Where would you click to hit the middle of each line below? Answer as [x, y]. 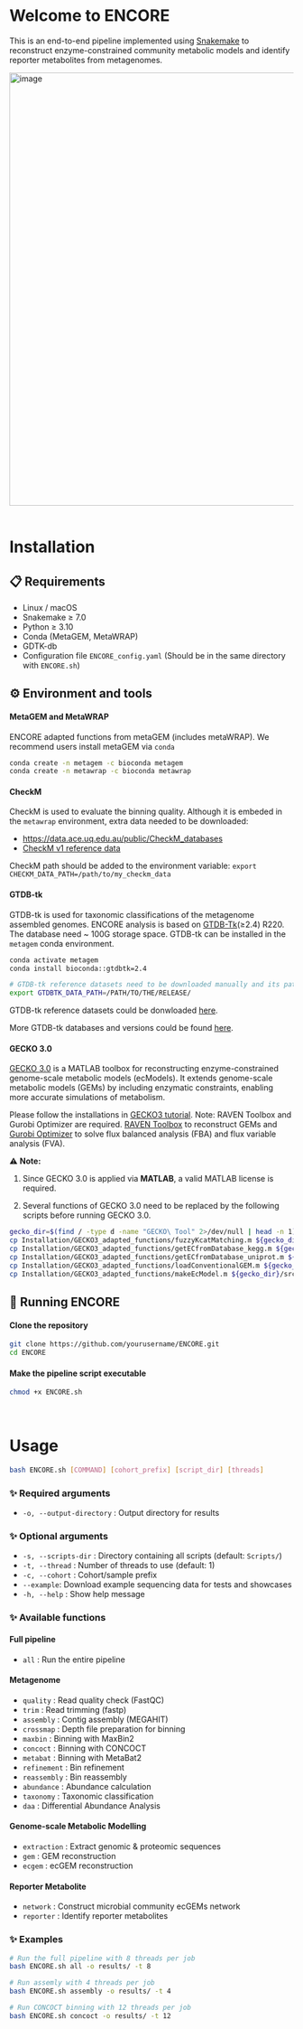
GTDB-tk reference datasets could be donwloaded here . [114, 1010]
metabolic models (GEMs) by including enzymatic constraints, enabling [141, 1088]
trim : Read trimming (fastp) [74, 1709]
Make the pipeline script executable [78, 1373]
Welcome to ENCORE [90, 16]
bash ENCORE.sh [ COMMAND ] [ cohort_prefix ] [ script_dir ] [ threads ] [137, 1470]
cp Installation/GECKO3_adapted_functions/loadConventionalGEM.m [134, 1266]
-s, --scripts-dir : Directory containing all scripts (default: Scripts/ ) [152, 1556]
